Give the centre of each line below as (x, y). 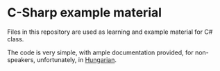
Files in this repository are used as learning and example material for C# (110, 32)
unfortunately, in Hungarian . (77, 59)
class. (16, 39)
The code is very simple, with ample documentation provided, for (100, 52)
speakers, (22, 59)
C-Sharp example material (84, 13)
